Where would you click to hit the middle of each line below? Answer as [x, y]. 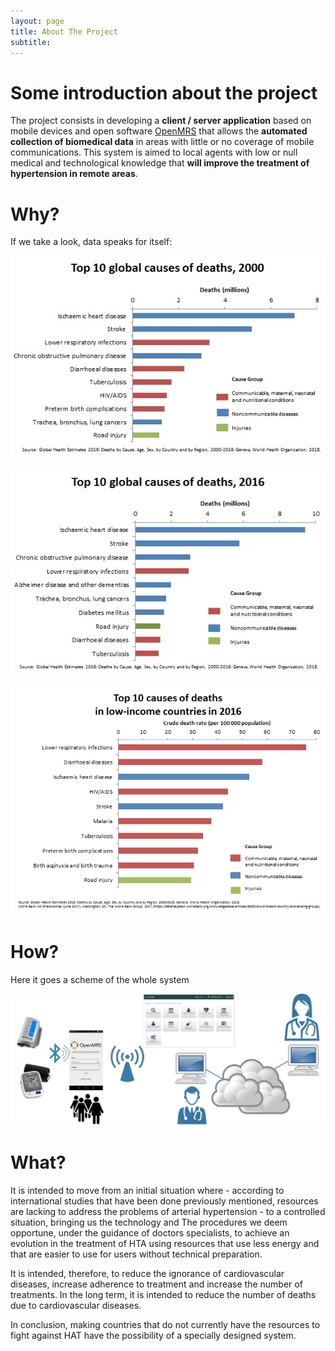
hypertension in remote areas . [74, 174]
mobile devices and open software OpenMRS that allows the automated [159, 131]
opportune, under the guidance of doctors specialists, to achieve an [150, 1232]
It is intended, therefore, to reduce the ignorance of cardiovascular [147, 1273]
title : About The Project [64, 31]
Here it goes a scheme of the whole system [100, 979]
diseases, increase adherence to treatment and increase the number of [156, 1284]
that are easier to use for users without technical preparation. [136, 1254]
